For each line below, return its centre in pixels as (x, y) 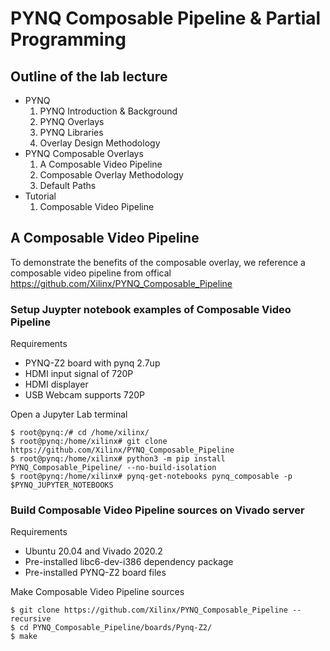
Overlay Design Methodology (100, 143)
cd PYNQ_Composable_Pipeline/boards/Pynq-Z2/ (116, 628)
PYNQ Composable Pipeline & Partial (166, 18)
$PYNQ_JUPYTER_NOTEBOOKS (62, 485)
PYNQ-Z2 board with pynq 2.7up (92, 363)
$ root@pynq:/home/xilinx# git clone (89, 442)
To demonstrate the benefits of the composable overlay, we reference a (158, 262)
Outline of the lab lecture (89, 76)
